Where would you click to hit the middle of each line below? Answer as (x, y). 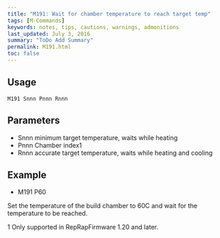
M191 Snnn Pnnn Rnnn (38, 99)
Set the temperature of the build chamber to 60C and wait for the (103, 206)
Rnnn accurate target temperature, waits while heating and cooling (115, 153)
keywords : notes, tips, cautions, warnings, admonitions (93, 27)
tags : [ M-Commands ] (36, 21)
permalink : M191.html (39, 47)
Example (27, 175)
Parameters (34, 120)
